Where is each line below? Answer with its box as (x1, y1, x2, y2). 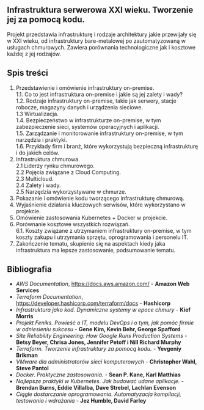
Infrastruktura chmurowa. (15, 155, 80, 163)
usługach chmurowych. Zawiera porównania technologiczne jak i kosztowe (7, 43, 196, 51)
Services (15, 287, 39, 294)
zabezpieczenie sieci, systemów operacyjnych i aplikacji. (15, 123, 159, 130)
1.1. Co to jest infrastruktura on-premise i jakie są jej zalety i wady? (15, 90, 183, 98)
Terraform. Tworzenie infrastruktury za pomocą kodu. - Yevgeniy (15, 345, 182, 353)
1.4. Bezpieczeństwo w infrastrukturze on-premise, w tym (15, 116, 161, 124)
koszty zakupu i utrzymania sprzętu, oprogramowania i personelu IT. (15, 233, 189, 241)
